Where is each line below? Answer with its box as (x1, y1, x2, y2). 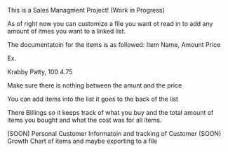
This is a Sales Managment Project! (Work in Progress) (7, 6, 165, 14)
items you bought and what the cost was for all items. (7, 116, 162, 124)
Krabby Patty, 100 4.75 (7, 68, 73, 76)
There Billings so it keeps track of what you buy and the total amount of (7, 109, 214, 116)
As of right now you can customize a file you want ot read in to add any (7, 20, 213, 27)
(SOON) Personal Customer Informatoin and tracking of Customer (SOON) (7, 130, 222, 137)
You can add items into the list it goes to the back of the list (7, 95, 179, 103)
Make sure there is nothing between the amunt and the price (7, 81, 182, 90)
